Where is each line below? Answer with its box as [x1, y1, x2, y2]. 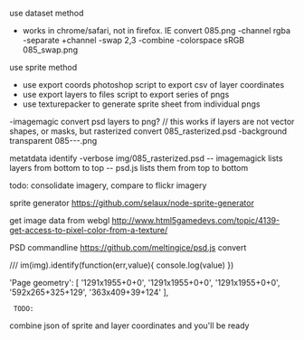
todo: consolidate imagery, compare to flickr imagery [9, 180, 207, 191]
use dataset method [9, 8, 84, 18]
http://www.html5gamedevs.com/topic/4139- [111, 215, 280, 225]
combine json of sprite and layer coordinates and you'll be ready [9, 320, 250, 331]
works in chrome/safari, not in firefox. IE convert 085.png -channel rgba [22, 25, 291, 35]
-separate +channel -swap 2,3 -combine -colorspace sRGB [22, 35, 245, 45]
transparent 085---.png [9, 136, 98, 146]
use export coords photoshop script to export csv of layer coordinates [22, 80, 285, 90]
